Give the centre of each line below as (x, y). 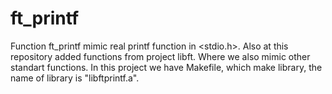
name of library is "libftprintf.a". (75, 78)
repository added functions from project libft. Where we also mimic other (160, 56)
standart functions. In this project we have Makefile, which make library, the (166, 67)
